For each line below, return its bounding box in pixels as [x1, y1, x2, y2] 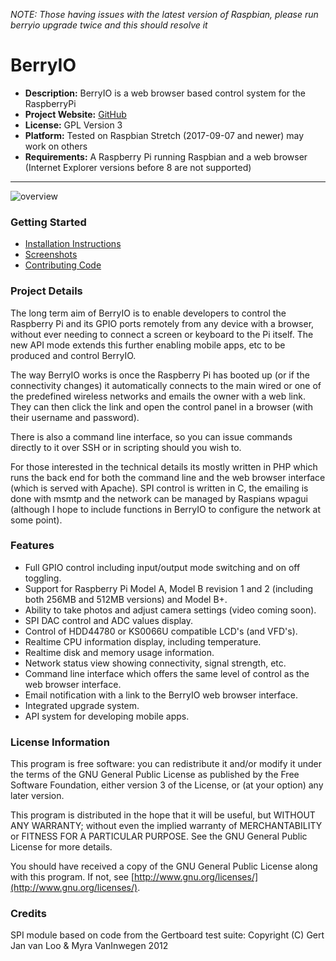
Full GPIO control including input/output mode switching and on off [24, 561, 301, 573]
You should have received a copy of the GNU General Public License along [10, 860, 318, 873]
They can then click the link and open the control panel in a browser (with [10, 400, 313, 413]
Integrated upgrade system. [24, 699, 140, 711]
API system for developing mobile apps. [24, 710, 190, 722]
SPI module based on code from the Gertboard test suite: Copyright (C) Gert [10, 929, 325, 941]
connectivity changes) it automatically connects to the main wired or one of [10, 379, 322, 391]
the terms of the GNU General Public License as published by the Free [10, 769, 300, 781]
